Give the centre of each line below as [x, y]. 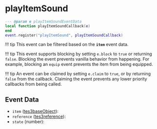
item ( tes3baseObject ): [35, 111]
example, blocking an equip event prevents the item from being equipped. [79, 64]
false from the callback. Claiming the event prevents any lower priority [76, 79]
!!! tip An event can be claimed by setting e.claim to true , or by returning [78, 74]
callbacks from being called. [33, 84]
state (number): [28, 122]
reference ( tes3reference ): [39, 117]
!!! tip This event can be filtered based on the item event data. [67, 44]
